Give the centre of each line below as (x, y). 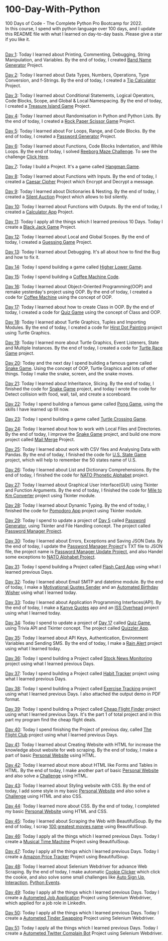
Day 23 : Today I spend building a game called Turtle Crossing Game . (76, 419)
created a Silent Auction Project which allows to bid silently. (67, 196)
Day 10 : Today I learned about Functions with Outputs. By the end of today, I (84, 206)
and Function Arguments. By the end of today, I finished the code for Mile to (83, 490)
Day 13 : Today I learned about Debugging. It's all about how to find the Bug (83, 252)
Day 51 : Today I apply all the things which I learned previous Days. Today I (81, 927)
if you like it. (18, 39)
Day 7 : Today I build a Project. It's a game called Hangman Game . (73, 166)
